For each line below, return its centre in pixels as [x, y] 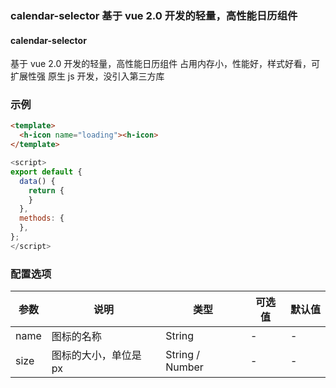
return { [46, 190]
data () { [37, 181]
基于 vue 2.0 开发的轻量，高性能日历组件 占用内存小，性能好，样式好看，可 [165, 64]
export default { [46, 172]
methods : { [42, 218]
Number [184, 367]
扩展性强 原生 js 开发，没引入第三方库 [87, 76]
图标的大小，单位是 [96, 355]
